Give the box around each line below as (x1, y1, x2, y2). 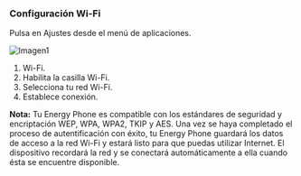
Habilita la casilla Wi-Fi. (22, 72, 110, 83)
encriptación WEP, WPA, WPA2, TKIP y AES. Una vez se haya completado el (9, 118, 293, 129)
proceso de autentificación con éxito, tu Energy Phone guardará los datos (9, 128, 284, 139)
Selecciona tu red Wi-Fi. (22, 82, 113, 93)
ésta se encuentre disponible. (9, 157, 120, 168)
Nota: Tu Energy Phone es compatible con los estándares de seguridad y (9, 109, 283, 120)
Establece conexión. (22, 91, 99, 102)
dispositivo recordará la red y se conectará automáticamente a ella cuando (9, 147, 287, 158)
